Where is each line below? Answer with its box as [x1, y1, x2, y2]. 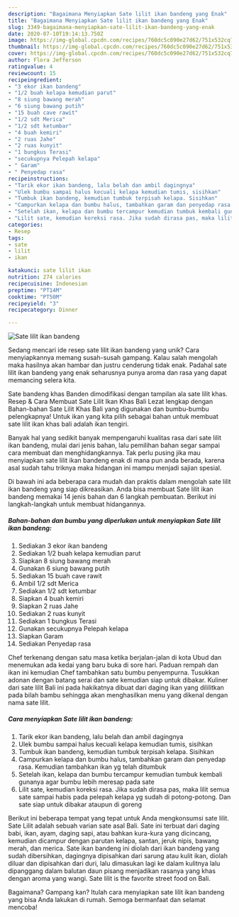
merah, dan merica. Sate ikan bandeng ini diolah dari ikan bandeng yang [8, 844, 220, 853]
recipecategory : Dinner [8, 306, 79, 314]
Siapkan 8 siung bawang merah [18, 557, 111, 566]
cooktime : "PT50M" [8, 293, 62, 300]
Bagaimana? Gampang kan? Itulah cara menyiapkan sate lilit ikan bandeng [8, 888, 225, 896]
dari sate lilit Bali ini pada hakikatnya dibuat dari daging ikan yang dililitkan [8, 683, 224, 692]
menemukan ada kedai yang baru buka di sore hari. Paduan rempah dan [8, 660, 218, 670]
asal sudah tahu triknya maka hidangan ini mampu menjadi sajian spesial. [8, 463, 222, 472]
